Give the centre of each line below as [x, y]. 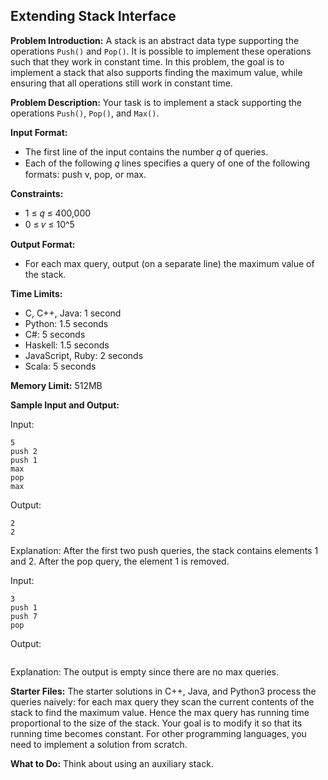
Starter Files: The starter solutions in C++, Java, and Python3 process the [163, 691]
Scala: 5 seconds [60, 366]
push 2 [24, 451]
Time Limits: [36, 293]
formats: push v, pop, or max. [85, 174]
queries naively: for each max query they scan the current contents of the [162, 701]
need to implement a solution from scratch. [99, 744]
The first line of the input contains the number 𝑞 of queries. [146, 151]
